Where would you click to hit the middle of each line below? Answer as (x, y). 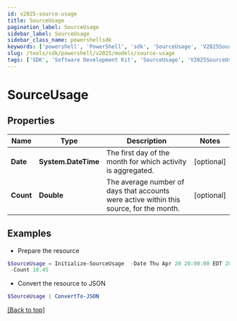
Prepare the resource (48, 250)
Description (147, 141)
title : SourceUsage (36, 21)
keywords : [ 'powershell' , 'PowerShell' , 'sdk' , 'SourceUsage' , (102, 47)
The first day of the (138, 153)
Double (51, 195)
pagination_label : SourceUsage (53, 27)
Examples (29, 234)
